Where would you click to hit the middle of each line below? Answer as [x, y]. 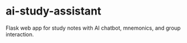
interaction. [20, 34]
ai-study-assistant [54, 11]
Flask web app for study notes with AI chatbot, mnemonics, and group [93, 28]
